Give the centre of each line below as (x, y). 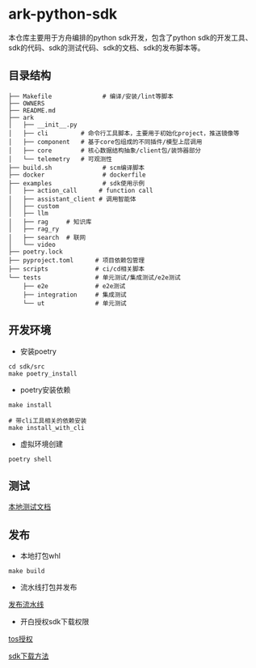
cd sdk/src (27, 366)
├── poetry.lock (36, 252)
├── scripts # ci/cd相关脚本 (77, 269)
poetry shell (30, 459)
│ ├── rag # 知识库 (50, 222)
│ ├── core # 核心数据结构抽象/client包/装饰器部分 (105, 151)
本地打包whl (40, 556)
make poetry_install (43, 373)
